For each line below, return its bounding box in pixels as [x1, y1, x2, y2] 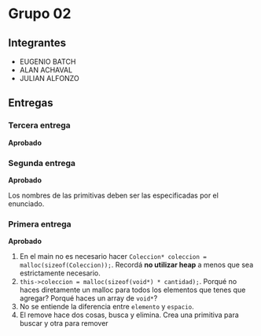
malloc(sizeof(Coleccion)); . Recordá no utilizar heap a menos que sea [19, 260, 254, 270]
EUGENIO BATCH [19, 57, 76, 66]
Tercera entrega [8, 120, 71, 131]
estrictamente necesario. [19, 268, 101, 278]
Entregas [8, 96, 53, 110]
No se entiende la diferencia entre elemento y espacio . [19, 302, 194, 312]
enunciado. [8, 198, 45, 209]
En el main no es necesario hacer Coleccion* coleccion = [19, 252, 207, 261]
